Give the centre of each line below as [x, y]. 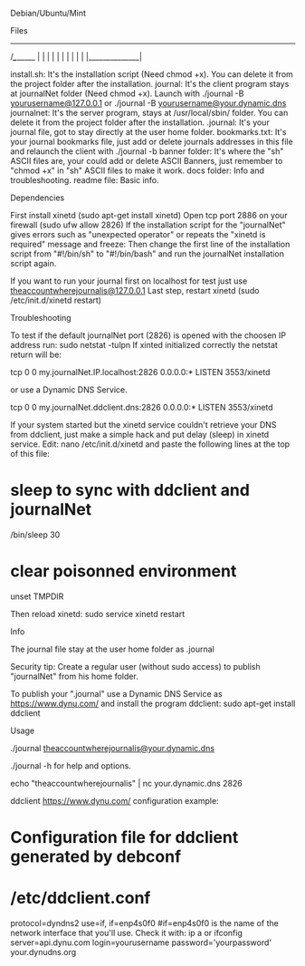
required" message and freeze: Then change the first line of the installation [150, 244]
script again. [33, 263]
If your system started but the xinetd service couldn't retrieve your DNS [143, 425]
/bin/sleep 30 [35, 535]
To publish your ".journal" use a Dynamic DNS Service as [116, 693]
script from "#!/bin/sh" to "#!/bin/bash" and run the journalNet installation [147, 254]
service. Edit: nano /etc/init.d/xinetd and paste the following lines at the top [150, 444]
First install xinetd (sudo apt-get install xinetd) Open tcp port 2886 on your [149, 215]
